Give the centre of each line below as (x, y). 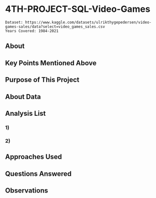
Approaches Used (34, 157)
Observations (27, 190)
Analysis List (26, 113)
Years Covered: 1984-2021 (32, 31)
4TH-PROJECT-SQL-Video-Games (78, 9)
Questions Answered (38, 173)
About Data (23, 97)
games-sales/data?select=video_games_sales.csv (55, 26)
